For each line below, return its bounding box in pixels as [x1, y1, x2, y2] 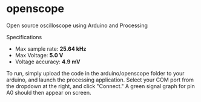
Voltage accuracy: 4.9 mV [15, 58, 81, 65]
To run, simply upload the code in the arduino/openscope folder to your [6, 69, 185, 77]
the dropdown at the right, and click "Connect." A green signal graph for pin [6, 82, 195, 89]
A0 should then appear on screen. [6, 89, 91, 96]
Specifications [6, 33, 42, 40]
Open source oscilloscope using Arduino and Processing [6, 22, 148, 29]
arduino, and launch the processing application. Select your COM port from [6, 76, 194, 83]
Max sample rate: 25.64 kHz [15, 45, 87, 53]
